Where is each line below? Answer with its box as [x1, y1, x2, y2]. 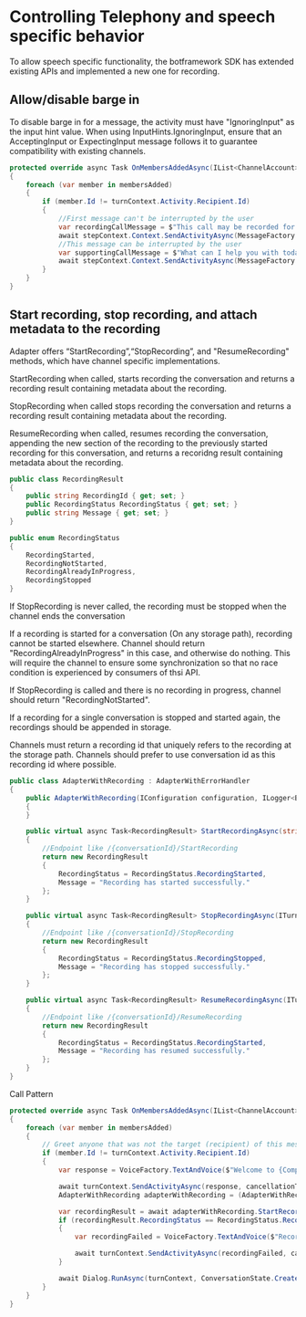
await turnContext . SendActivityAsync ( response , [57, 1182, 243, 1191]
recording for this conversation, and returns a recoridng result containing [9, 447, 284, 458]
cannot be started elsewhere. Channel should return [9, 638, 206, 649]
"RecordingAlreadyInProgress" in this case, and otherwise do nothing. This [9, 648, 291, 659]
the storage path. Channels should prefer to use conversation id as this [9, 749, 276, 760]
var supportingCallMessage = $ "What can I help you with [57, 248, 280, 257]
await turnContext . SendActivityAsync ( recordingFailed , [74, 1249, 287, 1259]
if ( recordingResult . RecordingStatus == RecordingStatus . [57, 1216, 283, 1225]
